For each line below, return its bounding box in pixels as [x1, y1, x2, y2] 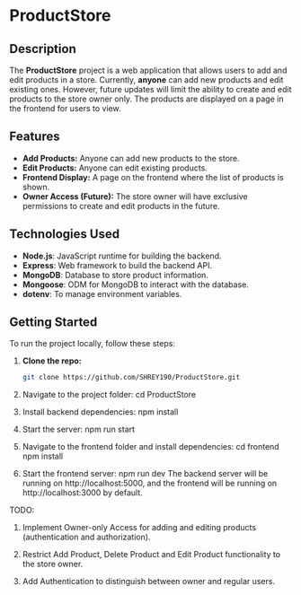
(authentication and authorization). [22, 531, 151, 543]
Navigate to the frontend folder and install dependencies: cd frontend [22, 442, 280, 452]
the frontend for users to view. [9, 103, 121, 113]
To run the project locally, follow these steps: [9, 338, 175, 349]
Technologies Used [9, 226, 120, 242]
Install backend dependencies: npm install [22, 407, 179, 417]
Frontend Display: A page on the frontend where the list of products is [22, 171, 285, 182]
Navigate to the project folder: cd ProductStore [22, 389, 196, 400]
